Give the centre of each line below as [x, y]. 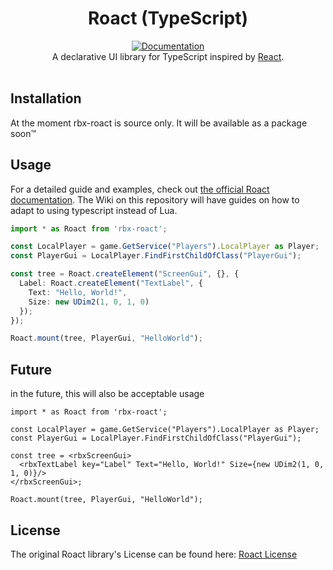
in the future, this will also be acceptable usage [107, 394]
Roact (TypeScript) [168, 18]
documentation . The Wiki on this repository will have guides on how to [155, 199]
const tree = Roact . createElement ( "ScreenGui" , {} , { [125, 274]
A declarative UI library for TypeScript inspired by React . [168, 56]
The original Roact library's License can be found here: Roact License [154, 554]
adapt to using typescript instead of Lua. [94, 210]
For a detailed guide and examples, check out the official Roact [140, 189]
